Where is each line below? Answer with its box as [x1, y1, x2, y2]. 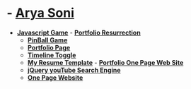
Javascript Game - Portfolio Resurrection [16, 28, 141, 37]
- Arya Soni [6, 5, 75, 21]
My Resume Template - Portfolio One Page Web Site [27, 58, 184, 66]
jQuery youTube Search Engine [27, 66, 121, 74]
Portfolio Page [27, 43, 71, 52]
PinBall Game [27, 35, 68, 44]
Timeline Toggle [27, 51, 76, 59]
